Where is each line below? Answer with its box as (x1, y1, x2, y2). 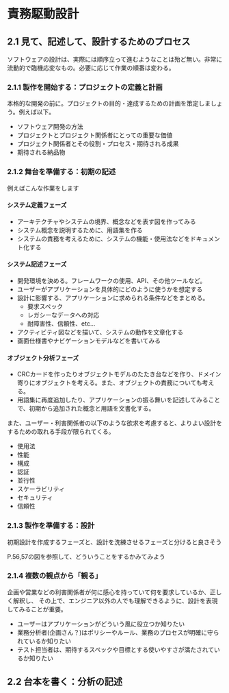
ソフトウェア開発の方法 (16, 123, 83, 131)
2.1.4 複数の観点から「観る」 (7, 571, 103, 581)
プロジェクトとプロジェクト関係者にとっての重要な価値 (16, 131, 173, 139)
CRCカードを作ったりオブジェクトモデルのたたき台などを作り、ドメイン (16, 370, 221, 378)
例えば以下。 (18, 108, 55, 117)
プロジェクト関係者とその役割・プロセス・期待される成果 (16, 140, 179, 148)
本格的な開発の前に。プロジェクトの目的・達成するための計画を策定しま (7, 99, 211, 108)
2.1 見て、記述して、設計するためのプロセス (7, 36, 191, 47)
